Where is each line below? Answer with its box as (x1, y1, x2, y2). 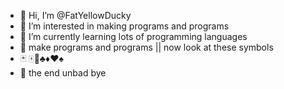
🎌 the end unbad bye (19, 67, 107, 79)
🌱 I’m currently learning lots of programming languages (19, 31, 248, 42)
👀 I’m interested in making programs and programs (19, 20, 230, 32)
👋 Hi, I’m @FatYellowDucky (19, 10, 132, 21)
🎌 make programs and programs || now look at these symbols (19, 41, 274, 53)
